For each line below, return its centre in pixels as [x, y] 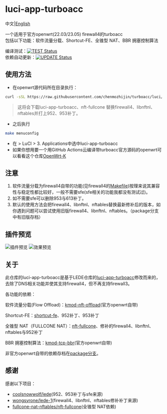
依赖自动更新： [20, 57]
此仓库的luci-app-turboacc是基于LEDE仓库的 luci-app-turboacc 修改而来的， [83, 277]
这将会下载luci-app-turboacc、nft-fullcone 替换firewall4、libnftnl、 [86, 107]
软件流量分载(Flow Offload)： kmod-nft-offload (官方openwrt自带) [72, 304]
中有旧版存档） [28, 217]
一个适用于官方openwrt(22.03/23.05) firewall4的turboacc [64, 34]
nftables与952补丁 [24, 332]
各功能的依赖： [20, 294]
